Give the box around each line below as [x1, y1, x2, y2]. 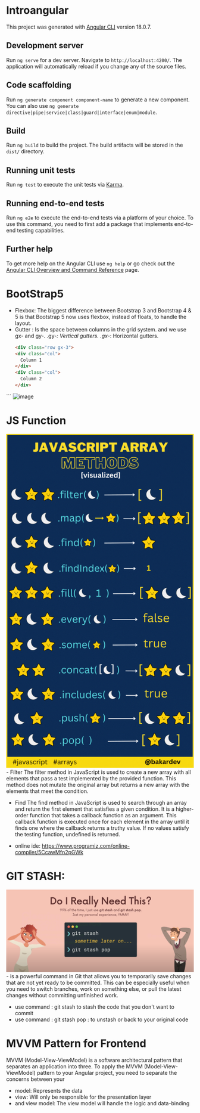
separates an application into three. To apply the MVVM [6, 1062, 143, 1070]
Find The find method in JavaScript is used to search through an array [14, 799, 187, 806]
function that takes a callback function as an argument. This [29, 811, 177, 819]
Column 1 [20, 357, 42, 363]
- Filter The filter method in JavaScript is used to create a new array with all [6, 768, 192, 776]
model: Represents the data [14, 1087, 83, 1094]
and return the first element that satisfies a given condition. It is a [14, 805, 174, 813]
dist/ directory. [6, 148, 45, 155]
